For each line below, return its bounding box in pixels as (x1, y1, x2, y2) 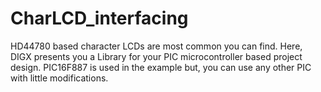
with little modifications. (10, 72, 109, 84)
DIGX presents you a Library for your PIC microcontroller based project (10, 50, 303, 62)
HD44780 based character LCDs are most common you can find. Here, (10, 40, 303, 52)
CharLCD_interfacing (10, 7, 189, 30)
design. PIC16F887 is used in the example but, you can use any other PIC (10, 61, 312, 73)
